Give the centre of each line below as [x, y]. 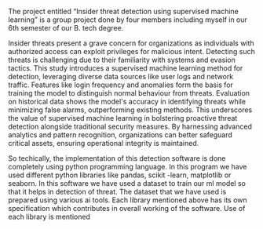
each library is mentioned [49, 216]
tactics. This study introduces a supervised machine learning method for [126, 68]
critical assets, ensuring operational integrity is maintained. [104, 143]
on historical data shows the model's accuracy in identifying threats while [127, 102]
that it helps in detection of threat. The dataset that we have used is [117, 192]
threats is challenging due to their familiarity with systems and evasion [122, 60]
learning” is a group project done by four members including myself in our [128, 20]
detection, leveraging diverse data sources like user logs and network [121, 76]
